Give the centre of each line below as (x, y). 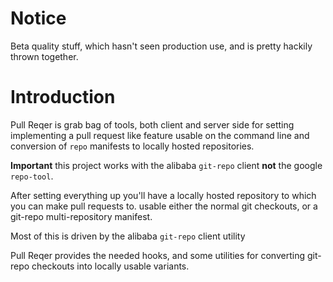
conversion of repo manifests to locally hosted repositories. (132, 146)
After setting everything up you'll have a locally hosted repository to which (163, 195)
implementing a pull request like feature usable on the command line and (160, 135)
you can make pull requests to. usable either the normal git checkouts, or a (164, 206)
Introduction (63, 97)
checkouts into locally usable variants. (110, 266)
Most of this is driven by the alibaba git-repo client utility (128, 236)
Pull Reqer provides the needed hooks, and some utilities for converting (157, 255)
